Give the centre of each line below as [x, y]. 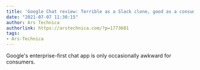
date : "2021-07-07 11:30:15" [42, 17]
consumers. [21, 62]
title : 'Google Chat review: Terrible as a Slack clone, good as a [92, 11]
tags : [13, 34]
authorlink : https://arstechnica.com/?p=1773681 [68, 28]
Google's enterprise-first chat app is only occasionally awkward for [89, 56]
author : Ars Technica [33, 22]
